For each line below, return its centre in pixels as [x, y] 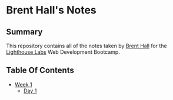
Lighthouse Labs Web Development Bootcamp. [63, 52]
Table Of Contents [40, 70]
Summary [24, 32]
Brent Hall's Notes [51, 10]
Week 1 [23, 84]
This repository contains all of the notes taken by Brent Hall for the [86, 46]
